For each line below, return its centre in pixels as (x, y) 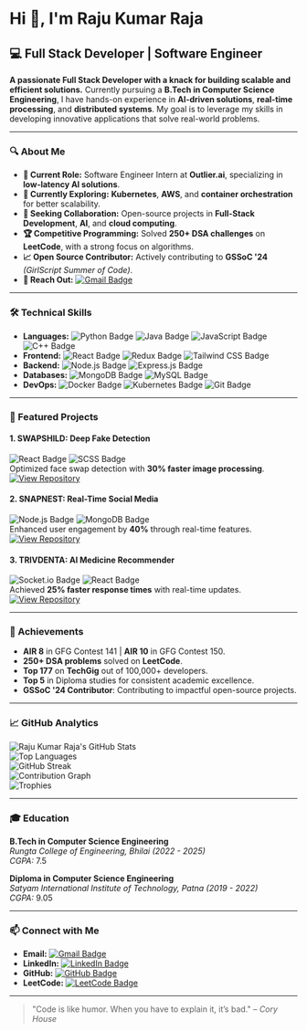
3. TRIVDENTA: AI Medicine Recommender (92, 560)
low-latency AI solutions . (71, 184)
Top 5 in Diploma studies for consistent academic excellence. (138, 680)
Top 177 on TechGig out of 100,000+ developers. (115, 671)
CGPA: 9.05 (31, 898)
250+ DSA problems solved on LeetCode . (102, 661)
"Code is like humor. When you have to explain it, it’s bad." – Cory (155, 1009)
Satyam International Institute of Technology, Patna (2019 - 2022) (134, 889)
